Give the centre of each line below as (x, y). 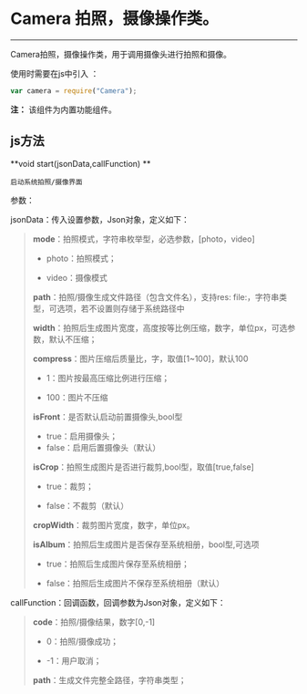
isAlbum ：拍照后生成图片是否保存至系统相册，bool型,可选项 (146, 544)
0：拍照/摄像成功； (82, 641)
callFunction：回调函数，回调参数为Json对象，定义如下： (118, 602)
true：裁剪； (70, 486)
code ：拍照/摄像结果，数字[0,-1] (94, 622)
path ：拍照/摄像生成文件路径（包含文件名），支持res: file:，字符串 (156, 296)
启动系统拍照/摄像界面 (46, 182)
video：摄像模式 (77, 277)
